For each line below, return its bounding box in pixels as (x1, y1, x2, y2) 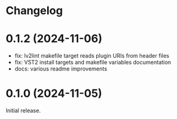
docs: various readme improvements (14, 65, 108, 72)
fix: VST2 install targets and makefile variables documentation (14, 59, 171, 66)
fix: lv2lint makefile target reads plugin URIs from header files (14, 52, 170, 60)
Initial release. (6, 107, 41, 114)
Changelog (6, 4, 63, 18)
